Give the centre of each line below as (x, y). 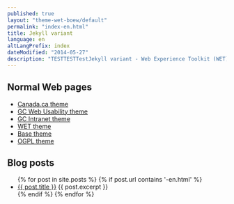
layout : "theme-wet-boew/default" (57, 20)
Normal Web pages (50, 87)
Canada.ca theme (42, 104)
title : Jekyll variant (40, 33)
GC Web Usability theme (53, 111)
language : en (26, 40)
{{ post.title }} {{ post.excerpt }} (63, 187)
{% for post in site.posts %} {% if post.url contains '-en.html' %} (110, 180)
